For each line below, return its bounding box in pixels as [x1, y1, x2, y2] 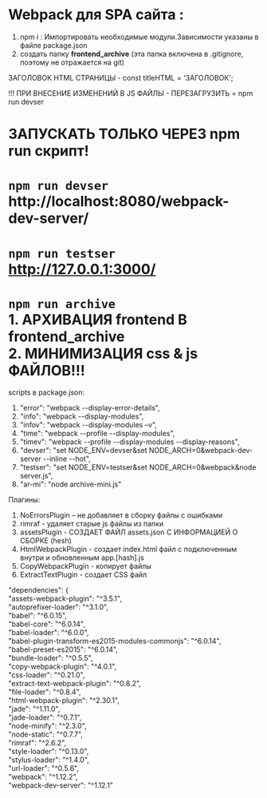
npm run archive [8, 296, 116, 312]
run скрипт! [8, 142, 89, 161]
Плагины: [8, 495, 41, 505]
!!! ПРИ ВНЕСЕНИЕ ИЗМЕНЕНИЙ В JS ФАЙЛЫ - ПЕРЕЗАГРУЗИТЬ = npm [8, 88, 253, 97]
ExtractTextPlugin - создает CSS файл [19, 570, 147, 580]
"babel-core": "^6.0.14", [8, 619, 85, 629]
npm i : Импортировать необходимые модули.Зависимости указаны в [19, 32, 259, 42]
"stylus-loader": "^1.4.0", [8, 755, 89, 764]
